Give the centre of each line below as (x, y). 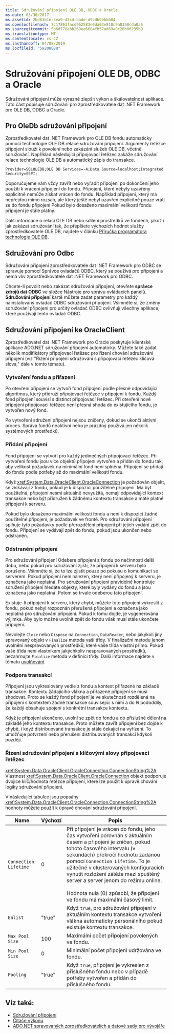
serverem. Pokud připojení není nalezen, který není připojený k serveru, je (83, 576)
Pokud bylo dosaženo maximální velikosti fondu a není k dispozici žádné (81, 513)
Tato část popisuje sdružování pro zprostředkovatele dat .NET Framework (83, 104)
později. (14, 740)
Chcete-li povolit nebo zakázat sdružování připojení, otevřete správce (79, 286)
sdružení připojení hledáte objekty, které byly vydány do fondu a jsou (78, 587)
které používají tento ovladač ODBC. (44, 314)
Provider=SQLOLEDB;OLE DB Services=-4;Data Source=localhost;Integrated (84, 169)
